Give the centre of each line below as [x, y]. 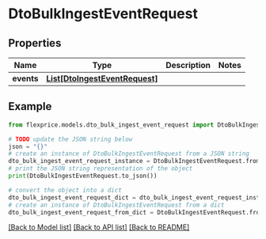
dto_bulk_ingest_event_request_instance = [79, 161]
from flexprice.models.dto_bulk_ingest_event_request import [111, 125]
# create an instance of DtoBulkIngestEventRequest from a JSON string [129, 154]
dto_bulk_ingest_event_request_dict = [72, 197]
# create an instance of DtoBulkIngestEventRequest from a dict [116, 205]
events [25, 78]
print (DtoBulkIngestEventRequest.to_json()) [83, 176]
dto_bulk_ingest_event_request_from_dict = [81, 212]
